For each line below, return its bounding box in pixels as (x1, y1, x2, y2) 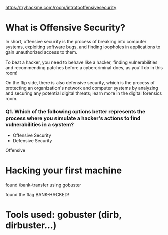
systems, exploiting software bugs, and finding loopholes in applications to (5, 44, 161, 50)
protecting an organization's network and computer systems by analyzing (5, 85, 158, 91)
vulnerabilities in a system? (5, 121, 74, 128)
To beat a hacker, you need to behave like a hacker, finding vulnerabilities (5, 59, 158, 65)
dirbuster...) (5, 220, 57, 231)
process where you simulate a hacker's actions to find (5, 114, 141, 122)
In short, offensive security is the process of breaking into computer (5, 38, 147, 44)
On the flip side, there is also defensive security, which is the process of (5, 79, 155, 85)
